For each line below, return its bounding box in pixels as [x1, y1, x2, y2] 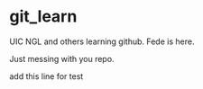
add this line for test [9, 70, 84, 82]
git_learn [9, 6, 78, 27]
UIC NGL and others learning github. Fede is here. [9, 36, 195, 47]
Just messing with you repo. [9, 53, 115, 64]
